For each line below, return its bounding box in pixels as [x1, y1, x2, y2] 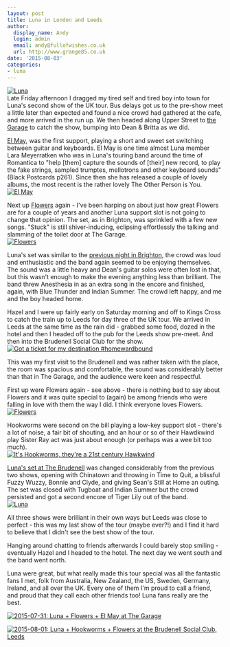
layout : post [7, 10, 45, 17]
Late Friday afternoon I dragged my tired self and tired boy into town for [7, 94, 210, 102]
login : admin [13, 36, 51, 43]
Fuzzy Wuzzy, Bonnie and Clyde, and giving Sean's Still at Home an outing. [7, 478, 220, 486]
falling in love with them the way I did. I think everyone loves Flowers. [7, 400, 203, 408]
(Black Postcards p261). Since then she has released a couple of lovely [7, 173, 208, 181]
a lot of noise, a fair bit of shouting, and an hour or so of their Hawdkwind [7, 428, 215, 437]
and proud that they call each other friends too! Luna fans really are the [7, 591, 209, 599]
